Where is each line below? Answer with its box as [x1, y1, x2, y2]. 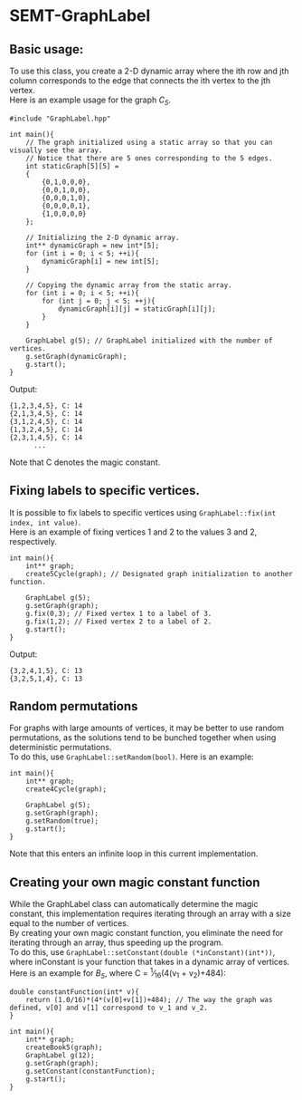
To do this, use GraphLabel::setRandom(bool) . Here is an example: [9, 751, 255, 762]
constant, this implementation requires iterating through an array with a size [9, 908, 291, 920]
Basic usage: [9, 42, 84, 57]
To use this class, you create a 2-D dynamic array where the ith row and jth [9, 65, 289, 76]
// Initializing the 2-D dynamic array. [25, 233, 180, 242]
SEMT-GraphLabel [9, 5, 151, 26]
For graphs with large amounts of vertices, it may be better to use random [9, 722, 285, 734]
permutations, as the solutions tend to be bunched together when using [9, 732, 277, 743]
